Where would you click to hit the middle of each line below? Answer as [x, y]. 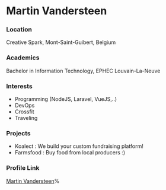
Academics [23, 58]
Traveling [26, 118]
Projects [18, 133]
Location [19, 30]
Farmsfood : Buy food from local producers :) [70, 153]
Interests [19, 86]
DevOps [25, 106]
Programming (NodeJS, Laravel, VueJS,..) [66, 99]
